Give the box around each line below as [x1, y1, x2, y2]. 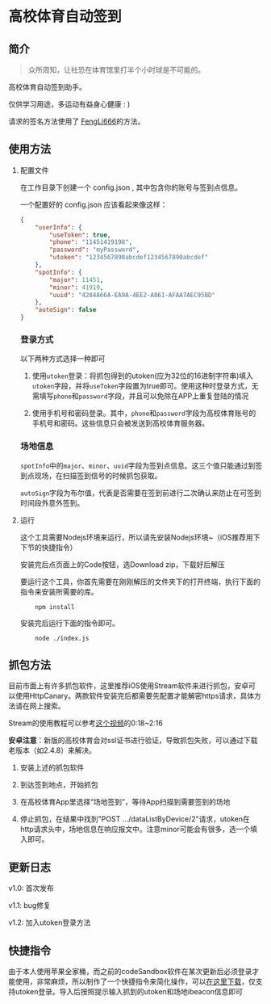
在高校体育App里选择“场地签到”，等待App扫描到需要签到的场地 [19, 797, 231, 807]
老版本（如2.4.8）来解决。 [8, 746, 97, 755]
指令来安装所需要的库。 [19, 586, 98, 596]
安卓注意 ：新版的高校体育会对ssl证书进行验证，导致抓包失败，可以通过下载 [8, 736, 258, 746]
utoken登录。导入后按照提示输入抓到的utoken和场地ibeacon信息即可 [15, 987, 244, 997]
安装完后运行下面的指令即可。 [19, 618, 119, 628]
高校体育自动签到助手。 [8, 82, 86, 91]
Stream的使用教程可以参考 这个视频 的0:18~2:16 [8, 718, 163, 728]
